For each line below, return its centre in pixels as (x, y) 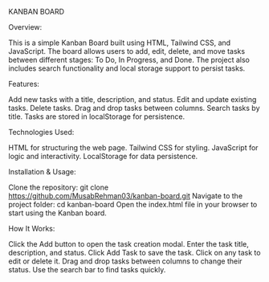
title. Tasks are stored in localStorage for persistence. (97, 116)
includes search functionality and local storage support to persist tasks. (127, 68)
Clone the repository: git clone (59, 187)
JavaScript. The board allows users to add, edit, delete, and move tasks (127, 51)
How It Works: (32, 229)
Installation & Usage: (42, 172)
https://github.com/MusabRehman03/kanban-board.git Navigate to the (126, 196)
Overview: (25, 27)
